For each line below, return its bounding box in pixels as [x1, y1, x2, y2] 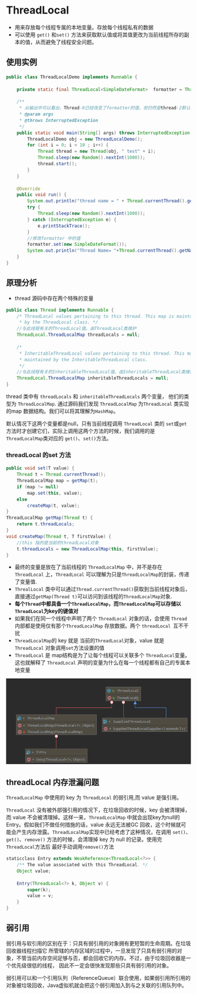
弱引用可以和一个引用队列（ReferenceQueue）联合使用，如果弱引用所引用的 [6, 974, 191, 981]
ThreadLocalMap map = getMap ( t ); [16, 478, 98, 484]
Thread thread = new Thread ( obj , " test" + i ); [37, 148, 157, 155]
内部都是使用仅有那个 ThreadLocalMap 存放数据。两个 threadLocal [14, 622, 171, 629]
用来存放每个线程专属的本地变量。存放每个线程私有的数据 [14, 24, 154, 31]
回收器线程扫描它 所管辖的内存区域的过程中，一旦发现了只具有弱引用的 [6, 947, 177, 954]
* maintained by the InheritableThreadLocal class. [19, 356, 148, 362]
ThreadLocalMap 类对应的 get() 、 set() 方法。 [6, 435, 112, 442]
